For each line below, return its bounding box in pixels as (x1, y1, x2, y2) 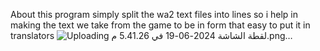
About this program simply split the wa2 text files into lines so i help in (10, 9, 299, 20)
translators (10, 30, 55, 41)
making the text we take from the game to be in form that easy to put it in (10, 19, 311, 31)
